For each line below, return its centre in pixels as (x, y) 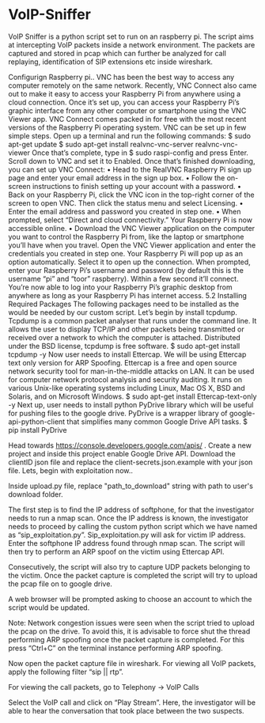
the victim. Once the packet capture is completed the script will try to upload (133, 575)
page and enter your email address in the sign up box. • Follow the (117, 178)
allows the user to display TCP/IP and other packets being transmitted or (127, 329)
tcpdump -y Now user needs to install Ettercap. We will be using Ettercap (127, 354)
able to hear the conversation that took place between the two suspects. (126, 710)
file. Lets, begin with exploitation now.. (70, 470)
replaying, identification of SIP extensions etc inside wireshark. (111, 62)
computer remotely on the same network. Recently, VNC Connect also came (132, 85)
